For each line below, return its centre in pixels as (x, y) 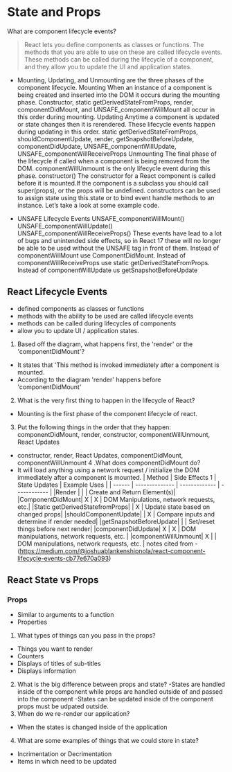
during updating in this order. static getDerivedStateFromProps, (108, 132)
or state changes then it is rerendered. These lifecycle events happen (116, 124)
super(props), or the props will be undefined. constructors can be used (119, 190)
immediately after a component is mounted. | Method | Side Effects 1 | (117, 477)
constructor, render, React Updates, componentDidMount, (100, 455)
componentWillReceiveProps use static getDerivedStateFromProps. (113, 262)
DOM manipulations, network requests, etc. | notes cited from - (107, 544)
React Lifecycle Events (57, 292)
